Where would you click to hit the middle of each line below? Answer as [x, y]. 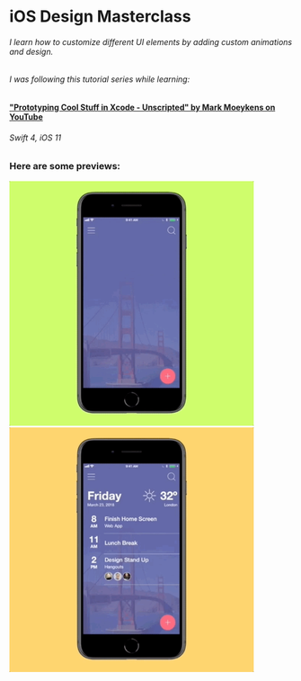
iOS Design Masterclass [100, 17]
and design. [31, 51]
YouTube [26, 117]
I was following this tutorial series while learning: [100, 79]
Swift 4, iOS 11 [35, 138]
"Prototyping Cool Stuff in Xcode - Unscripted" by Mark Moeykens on [142, 107]
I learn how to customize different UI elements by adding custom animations [151, 41]
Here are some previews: [65, 166]
